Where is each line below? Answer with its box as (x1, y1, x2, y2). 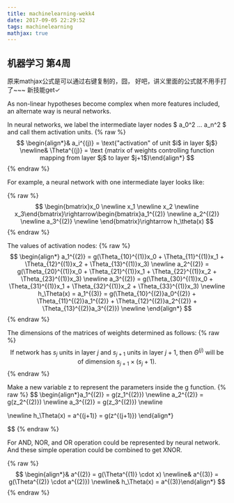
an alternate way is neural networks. (7, 107, 111, 116)
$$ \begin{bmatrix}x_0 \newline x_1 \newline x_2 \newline (35, 203, 199, 211)
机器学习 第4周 (7, 57, 71, 69)
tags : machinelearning (7, 23, 73, 30)
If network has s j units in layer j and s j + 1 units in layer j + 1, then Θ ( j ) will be (10, 347, 224, 358)
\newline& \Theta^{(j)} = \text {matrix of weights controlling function (19, 146, 214, 155)
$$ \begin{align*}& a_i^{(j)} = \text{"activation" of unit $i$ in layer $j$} (16, 139, 218, 147)
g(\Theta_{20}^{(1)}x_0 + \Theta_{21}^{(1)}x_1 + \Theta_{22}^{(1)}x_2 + (17, 268, 217, 276)
